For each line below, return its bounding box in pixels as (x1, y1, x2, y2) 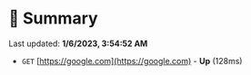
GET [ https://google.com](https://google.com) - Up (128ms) (21, 55, 243, 66)
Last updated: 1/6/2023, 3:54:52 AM (8, 38, 148, 49)
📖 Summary (8, 8, 98, 29)
